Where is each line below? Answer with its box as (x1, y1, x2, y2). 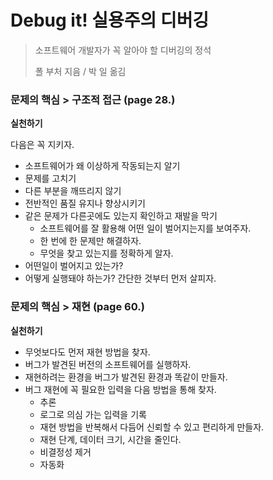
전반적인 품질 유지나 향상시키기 (24, 197, 146, 210)
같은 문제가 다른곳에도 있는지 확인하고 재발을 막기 (24, 210, 218, 222)
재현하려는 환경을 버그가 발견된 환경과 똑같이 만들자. (24, 371, 228, 383)
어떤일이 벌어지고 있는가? (24, 260, 124, 272)
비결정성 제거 (39, 446, 92, 458)
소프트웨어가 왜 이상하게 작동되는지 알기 (24, 160, 181, 172)
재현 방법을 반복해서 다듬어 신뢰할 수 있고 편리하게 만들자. (39, 421, 265, 433)
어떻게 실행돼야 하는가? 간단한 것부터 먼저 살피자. (24, 272, 217, 285)
